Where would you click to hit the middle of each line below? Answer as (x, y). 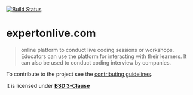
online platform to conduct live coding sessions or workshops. (97, 50)
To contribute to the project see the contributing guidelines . (79, 74)
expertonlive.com (51, 33)
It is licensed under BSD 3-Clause (48, 85)
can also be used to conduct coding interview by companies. (96, 62)
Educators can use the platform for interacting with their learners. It (104, 56)
